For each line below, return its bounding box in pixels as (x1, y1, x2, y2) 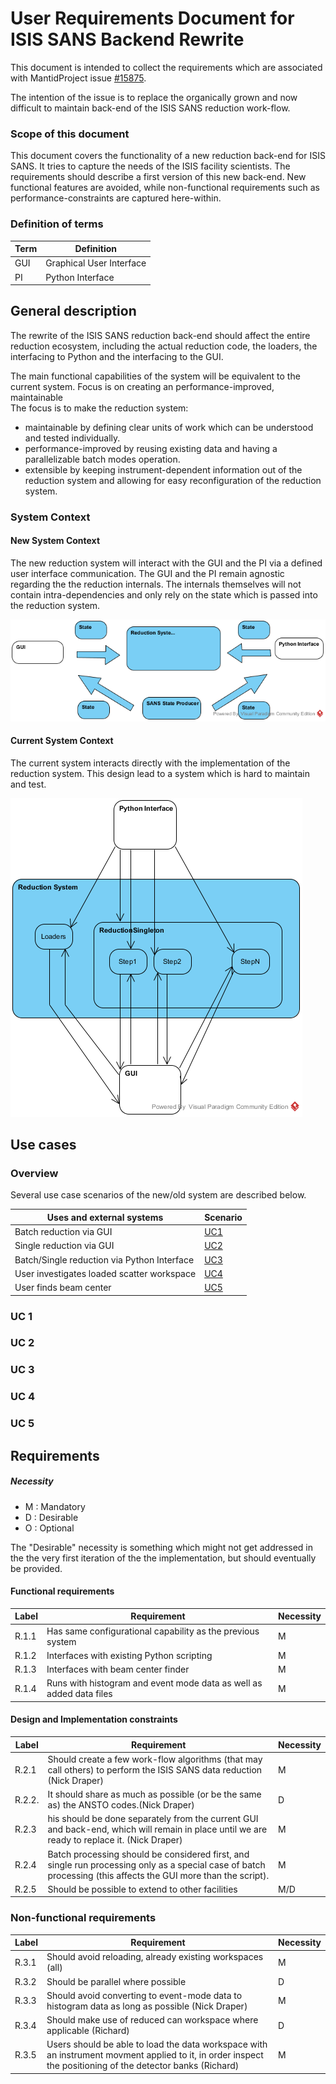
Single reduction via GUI (14, 1240, 115, 1252)
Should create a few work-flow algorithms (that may (47, 1753, 263, 1765)
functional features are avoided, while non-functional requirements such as (10, 182, 320, 194)
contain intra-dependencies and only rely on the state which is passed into (10, 588, 318, 601)
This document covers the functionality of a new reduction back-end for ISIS (10, 150, 326, 162)
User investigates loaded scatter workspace (14, 1267, 197, 1279)
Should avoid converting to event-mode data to (46, 1989, 243, 2001)
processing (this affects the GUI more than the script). (47, 1869, 270, 1881)
